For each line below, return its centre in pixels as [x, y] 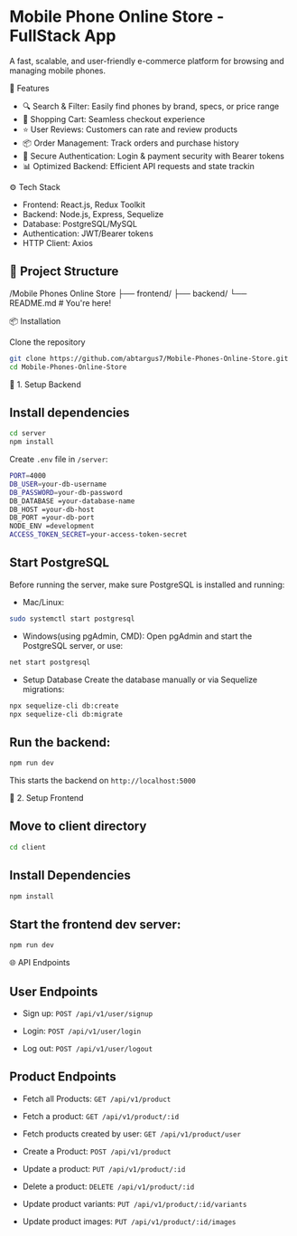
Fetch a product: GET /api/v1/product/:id [101, 1116]
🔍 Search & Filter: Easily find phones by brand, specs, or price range [151, 106]
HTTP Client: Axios [57, 242]
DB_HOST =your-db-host [52, 509]
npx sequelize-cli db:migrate [66, 714]
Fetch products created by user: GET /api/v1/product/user [132, 1134]
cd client [28, 847]
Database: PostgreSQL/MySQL [80, 223]
